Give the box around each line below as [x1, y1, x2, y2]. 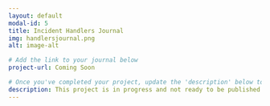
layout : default [8, 11, 63, 20]
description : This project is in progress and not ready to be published [8, 85, 261, 93]
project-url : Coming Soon [8, 63, 95, 72]
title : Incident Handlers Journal [8, 26, 125, 35]
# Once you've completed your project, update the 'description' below [8, 78, 253, 86]
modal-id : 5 [8, 19, 48, 27]
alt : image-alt [8, 42, 59, 50]
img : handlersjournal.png [8, 34, 95, 43]
